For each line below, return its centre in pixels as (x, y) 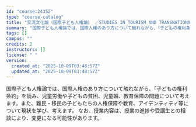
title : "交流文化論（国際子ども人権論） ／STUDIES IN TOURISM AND (81, 22)
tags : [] (17, 33)
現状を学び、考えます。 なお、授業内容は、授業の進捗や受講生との (101, 111)
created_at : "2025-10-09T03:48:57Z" (56, 66)
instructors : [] (26, 50)
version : (17, 60)
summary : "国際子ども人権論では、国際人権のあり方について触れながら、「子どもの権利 (96, 28)
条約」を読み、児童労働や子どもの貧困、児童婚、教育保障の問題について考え (98, 96)
